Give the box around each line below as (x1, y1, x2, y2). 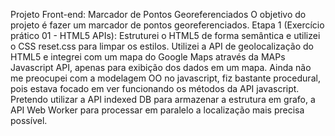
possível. (10, 115, 48, 126)
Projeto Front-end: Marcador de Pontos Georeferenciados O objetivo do (10, 9, 307, 20)
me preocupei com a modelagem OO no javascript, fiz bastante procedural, (10, 72, 321, 84)
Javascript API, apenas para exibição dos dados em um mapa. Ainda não (10, 62, 312, 73)
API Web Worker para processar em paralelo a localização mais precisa (10, 104, 305, 116)
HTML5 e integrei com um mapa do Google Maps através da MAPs (10, 51, 286, 63)
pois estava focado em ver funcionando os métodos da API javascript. (10, 83, 300, 94)
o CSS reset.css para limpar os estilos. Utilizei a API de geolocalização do (10, 40, 314, 52)
